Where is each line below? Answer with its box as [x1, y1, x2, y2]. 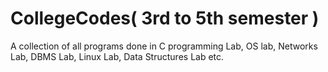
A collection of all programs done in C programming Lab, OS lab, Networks [10, 40, 318, 52]
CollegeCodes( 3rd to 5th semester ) [10, 7, 320, 30]
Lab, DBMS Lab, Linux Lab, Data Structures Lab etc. [10, 50, 225, 62]
